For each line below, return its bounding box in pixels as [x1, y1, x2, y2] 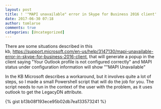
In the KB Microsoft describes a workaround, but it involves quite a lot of [5, 74, 151, 79]
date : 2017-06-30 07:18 [5, 16, 54, 21]
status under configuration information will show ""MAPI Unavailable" [5, 64, 146, 70]
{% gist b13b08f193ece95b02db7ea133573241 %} [5, 99, 107, 104]
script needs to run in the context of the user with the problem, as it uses [5, 84, 153, 89]
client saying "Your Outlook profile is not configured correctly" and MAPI [5, 59, 152, 65]
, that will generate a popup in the [86, 54, 155, 59]
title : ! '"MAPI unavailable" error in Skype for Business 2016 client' [5, 12, 157, 17]
